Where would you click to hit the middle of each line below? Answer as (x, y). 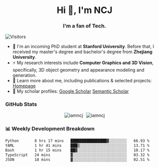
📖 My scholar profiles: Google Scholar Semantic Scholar (71, 91)
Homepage (24, 86)
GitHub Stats (21, 104)
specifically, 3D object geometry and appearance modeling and (78, 70)
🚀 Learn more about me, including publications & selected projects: (82, 81)
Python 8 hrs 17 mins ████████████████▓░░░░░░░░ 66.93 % (77, 141)
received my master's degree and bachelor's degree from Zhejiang (82, 52)
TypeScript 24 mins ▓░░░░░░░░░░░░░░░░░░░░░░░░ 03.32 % (77, 155)
